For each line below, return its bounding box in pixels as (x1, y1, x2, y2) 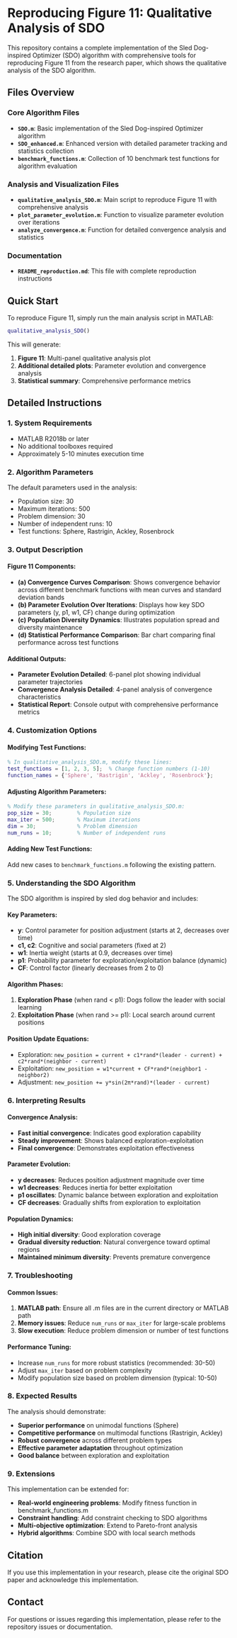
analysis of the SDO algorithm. (7, 66, 96, 74)
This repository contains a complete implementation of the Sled (7, 43, 192, 52)
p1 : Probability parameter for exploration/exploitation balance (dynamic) (17, 956, 228, 965)
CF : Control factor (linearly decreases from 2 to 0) (17, 964, 164, 972)
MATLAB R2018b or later (17, 434, 90, 443)
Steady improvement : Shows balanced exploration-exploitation (17, 1136, 204, 1145)
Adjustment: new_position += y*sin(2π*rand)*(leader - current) (17, 1078, 210, 1086)
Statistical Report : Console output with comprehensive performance (17, 700, 219, 709)
